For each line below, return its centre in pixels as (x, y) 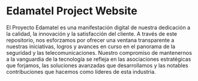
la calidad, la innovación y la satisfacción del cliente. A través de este (92, 33)
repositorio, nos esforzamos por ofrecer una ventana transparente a (90, 40)
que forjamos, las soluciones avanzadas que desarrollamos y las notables (97, 65)
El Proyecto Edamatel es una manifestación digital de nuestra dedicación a (98, 27)
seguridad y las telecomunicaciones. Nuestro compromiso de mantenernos (99, 52)
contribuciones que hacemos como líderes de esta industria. (81, 71)
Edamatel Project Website (72, 11)
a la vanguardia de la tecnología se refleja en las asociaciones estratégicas (99, 59)
